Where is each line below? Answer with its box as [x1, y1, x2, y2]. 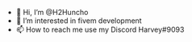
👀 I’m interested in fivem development [15, 16, 143, 25]
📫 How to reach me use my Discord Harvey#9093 [15, 25, 185, 34]
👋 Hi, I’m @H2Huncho [15, 8, 89, 17]
